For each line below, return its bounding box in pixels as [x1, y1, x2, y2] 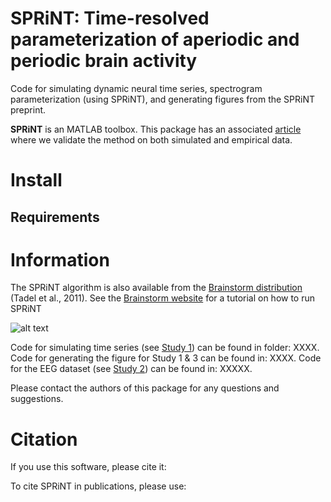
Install [10, 169, 63, 192]
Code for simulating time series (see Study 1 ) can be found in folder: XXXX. [10, 342, 320, 354]
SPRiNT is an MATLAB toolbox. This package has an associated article [10, 123, 302, 135]
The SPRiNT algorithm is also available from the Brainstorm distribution [10, 282, 303, 294]
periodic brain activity [10, 50, 198, 72]
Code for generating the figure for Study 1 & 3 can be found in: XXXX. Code [10, 352, 322, 364]
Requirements [10, 208, 100, 226]
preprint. [10, 103, 47, 116]
